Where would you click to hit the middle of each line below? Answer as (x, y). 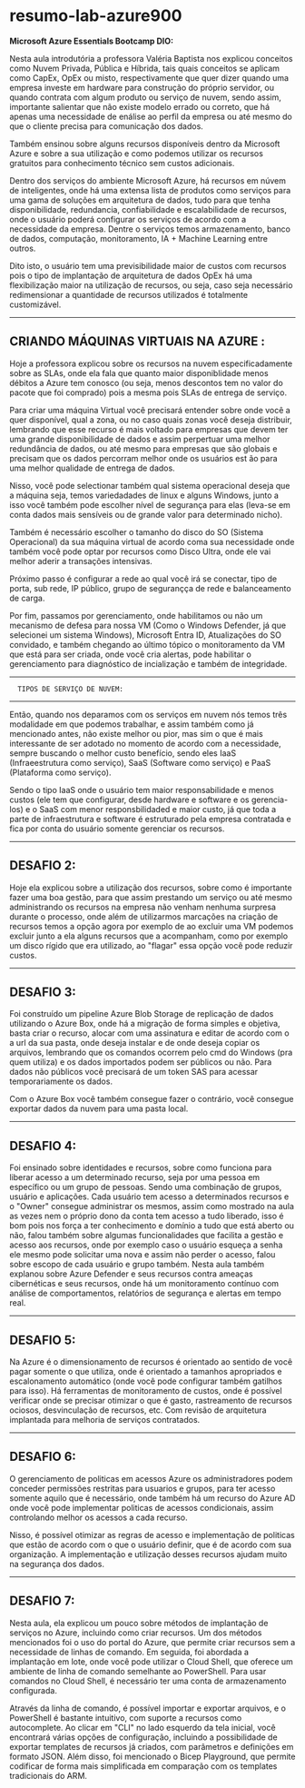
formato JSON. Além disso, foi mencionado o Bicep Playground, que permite (152, 1756)
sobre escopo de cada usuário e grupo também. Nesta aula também (137, 1265)
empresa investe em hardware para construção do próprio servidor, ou (142, 87)
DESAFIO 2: (43, 865)
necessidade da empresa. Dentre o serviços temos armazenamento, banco (150, 229)
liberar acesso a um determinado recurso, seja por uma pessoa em (135, 1177)
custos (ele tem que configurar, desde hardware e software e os (129, 800)
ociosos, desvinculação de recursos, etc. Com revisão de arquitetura (138, 1410)
